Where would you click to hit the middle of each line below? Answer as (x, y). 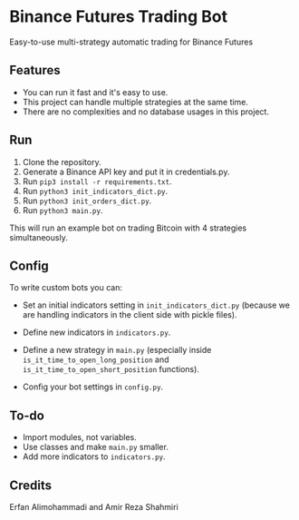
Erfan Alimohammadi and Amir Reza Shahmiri (94, 507)
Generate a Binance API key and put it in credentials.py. (126, 172)
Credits (31, 485)
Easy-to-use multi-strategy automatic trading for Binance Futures (131, 42)
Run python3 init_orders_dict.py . (87, 201)
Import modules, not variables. (80, 437)
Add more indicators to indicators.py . (94, 456)
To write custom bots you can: (66, 288)
